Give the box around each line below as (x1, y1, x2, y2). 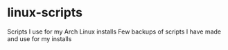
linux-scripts (7, 5, 83, 21)
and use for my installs (7, 34, 72, 42)
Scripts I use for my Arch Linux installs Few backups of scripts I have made (7, 27, 222, 36)
